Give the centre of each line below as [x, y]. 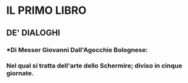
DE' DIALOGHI [33, 33]
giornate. [20, 73]
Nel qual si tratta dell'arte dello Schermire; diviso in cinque [94, 66]
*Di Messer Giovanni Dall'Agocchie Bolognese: [77, 50]
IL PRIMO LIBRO [46, 11]
